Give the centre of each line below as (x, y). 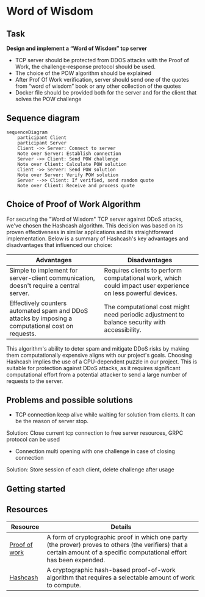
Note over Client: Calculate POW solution (72, 164)
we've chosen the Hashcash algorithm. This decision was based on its (95, 225)
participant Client (42, 138)
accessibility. (123, 329)
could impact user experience (147, 285)
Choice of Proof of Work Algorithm (74, 205)
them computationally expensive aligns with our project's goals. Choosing (99, 355)
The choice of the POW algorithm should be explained (83, 73)
